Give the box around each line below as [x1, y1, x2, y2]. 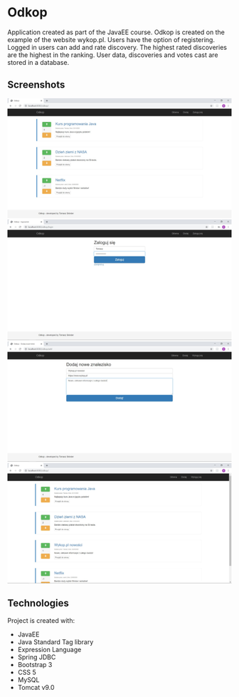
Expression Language [17, 645, 82, 654]
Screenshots [7, 79, 65, 91]
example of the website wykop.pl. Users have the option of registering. [7, 35, 216, 43]
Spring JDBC [17, 653, 56, 661]
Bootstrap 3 [17, 660, 53, 668]
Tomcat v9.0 [17, 683, 55, 691]
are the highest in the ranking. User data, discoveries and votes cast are [7, 51, 218, 59]
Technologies [7, 597, 70, 609]
